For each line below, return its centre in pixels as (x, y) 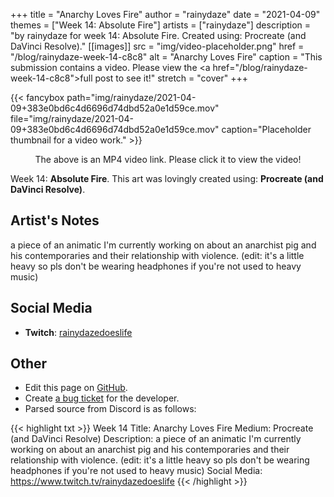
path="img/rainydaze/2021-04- (131, 97)
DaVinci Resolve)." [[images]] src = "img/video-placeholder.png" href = (157, 46)
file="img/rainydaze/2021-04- (72, 118)
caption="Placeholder (266, 129)
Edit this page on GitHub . (76, 388)
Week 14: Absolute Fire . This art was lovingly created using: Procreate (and (167, 178)
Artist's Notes (55, 220)
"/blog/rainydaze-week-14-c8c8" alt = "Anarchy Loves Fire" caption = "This (166, 57)
